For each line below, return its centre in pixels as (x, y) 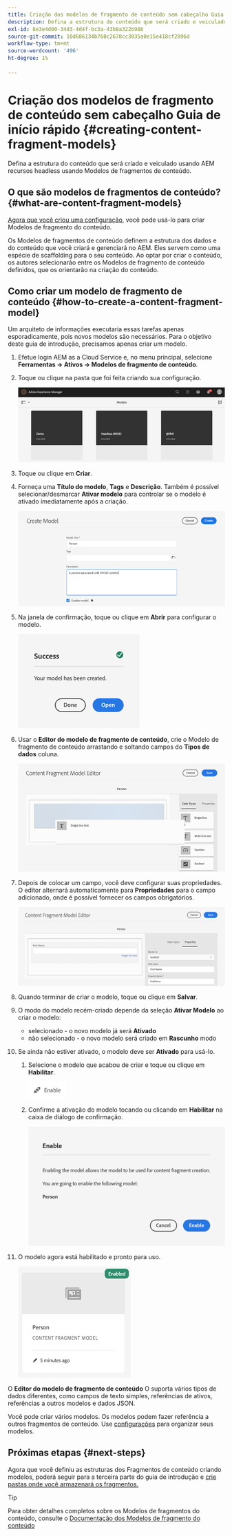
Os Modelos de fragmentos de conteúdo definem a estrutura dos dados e (113, 240)
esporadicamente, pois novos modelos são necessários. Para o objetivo (110, 337)
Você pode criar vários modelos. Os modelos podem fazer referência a (108, 1416)
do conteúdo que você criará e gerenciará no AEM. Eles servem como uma (114, 247)
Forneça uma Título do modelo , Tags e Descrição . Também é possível (118, 487)
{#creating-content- (143, 129)
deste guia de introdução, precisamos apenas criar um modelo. (98, 344)
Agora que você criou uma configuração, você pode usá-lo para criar (106, 220)
